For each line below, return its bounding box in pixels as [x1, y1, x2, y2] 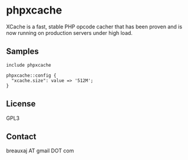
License [6, 99, 36, 109]
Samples [6, 47, 39, 57]
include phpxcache [6, 62, 51, 68]
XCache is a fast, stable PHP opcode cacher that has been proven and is [6, 23, 183, 30]
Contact [6, 131, 37, 142]
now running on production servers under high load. [6, 29, 133, 36]
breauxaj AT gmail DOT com [6, 147, 74, 154]
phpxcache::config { [6, 72, 57, 79]
